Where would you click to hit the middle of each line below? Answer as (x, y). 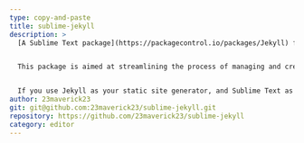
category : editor (42, 124)
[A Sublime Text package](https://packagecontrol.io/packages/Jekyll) (153, 43)
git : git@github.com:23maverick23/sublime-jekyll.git (113, 108)
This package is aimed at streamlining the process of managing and (149, 67)
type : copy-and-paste (50, 18)
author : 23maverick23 (50, 100)
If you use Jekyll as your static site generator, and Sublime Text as (156, 91)
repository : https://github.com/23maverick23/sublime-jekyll (127, 116)
